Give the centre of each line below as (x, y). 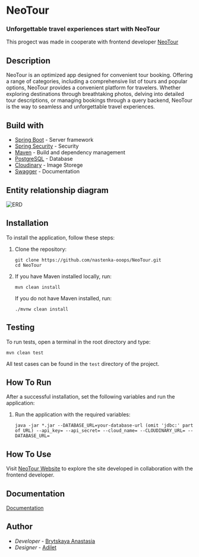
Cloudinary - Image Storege (49, 165)
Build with (25, 125)
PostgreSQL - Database (44, 159)
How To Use (29, 454)
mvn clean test (25, 353)
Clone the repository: (41, 249)
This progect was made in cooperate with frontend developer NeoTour (92, 42)
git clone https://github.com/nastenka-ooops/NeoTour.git (88, 260)
